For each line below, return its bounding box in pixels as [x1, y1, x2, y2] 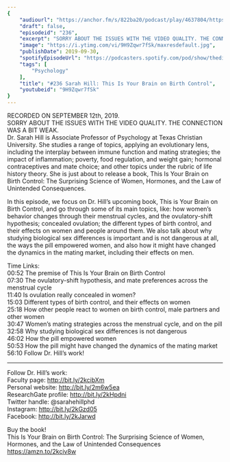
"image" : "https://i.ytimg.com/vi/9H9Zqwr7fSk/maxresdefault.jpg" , [19, 42, 216, 49]
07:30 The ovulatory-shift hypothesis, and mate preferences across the [7, 277, 208, 284]
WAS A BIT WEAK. [7, 126, 60, 134]
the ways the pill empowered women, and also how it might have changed [7, 241, 216, 249]
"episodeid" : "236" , [19, 29, 78, 36]
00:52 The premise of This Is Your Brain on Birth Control [7, 269, 166, 277]
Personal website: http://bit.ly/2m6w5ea [7, 383, 120, 391]
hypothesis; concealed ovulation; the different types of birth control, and [7, 220, 212, 227]
